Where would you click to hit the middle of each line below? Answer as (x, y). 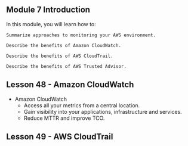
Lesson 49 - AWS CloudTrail (60, 137)
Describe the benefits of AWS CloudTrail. (60, 56)
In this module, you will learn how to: (51, 24)
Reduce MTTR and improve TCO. (64, 118)
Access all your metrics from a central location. (82, 105)
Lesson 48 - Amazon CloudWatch (70, 85)
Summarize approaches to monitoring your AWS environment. (81, 35)
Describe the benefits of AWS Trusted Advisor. (67, 66)
